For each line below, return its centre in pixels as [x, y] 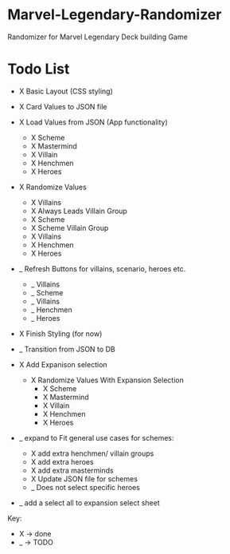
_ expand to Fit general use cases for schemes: [96, 437]
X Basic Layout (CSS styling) [66, 91]
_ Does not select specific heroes [86, 487]
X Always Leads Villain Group [79, 211]
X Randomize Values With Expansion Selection [107, 380]
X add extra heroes [62, 461]
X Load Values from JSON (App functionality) [93, 122]
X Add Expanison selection [63, 364]
